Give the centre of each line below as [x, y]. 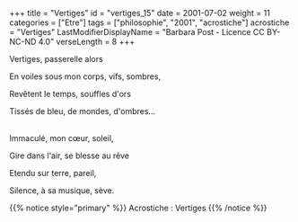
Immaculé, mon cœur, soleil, [61, 138]
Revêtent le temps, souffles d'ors [70, 94]
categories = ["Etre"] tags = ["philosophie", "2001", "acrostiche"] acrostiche [149, 22]
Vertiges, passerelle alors [56, 59]
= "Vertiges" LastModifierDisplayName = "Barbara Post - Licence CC [137, 32]
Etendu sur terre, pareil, [53, 173]
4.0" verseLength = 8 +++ [87, 41]
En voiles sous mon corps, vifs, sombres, [85, 76]
